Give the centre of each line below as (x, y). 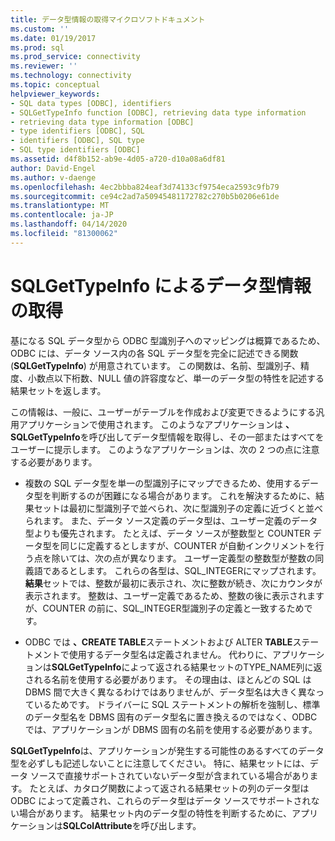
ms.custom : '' (40, 29)
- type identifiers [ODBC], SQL (77, 131)
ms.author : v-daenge (53, 177)
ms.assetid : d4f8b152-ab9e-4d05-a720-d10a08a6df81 (118, 159)
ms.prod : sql (37, 47)
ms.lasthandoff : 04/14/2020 (69, 224)
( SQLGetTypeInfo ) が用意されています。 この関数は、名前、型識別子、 (155, 365)
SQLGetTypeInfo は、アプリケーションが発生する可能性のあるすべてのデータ (167, 750)
